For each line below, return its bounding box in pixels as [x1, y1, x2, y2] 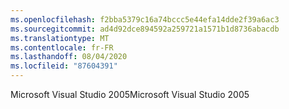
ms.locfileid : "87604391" [10, 61, 118, 71]
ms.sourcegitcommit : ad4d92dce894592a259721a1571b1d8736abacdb [10, 24, 280, 34]
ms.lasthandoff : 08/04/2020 [10, 52, 128, 62]
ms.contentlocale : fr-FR [10, 42, 114, 53]
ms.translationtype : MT [10, 33, 110, 43]
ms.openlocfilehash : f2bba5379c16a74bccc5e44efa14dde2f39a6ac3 [10, 14, 280, 25]
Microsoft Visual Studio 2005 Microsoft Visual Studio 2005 [10, 89, 250, 100]
